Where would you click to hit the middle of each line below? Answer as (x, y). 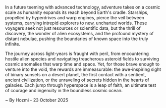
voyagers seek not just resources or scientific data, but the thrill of (73, 28)
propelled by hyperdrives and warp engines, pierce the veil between (75, 18)
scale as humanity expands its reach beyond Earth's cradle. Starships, (77, 12)
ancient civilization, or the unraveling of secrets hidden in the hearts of (77, 80)
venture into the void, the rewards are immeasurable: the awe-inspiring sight (83, 69)
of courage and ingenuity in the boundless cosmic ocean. (64, 90)
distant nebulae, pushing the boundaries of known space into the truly (77, 39)
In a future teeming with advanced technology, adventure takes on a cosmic (83, 7)
